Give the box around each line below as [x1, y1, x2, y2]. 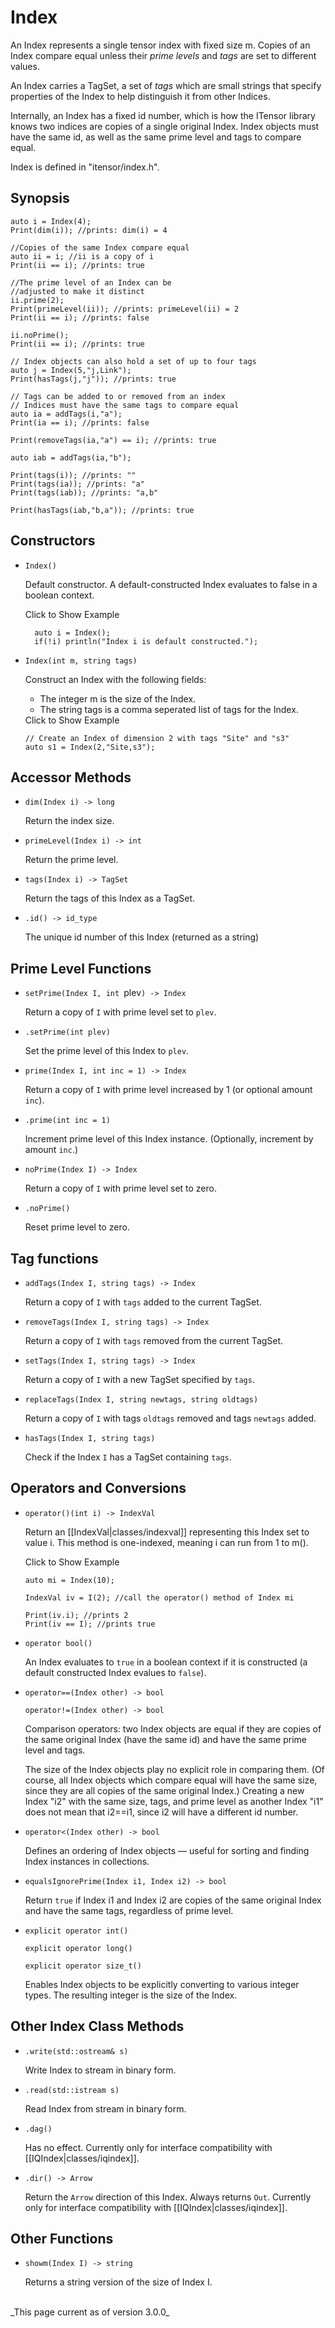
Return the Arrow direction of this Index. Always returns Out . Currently [24, 2191, 312, 2203]
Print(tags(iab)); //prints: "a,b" [10, 487, 159, 498]
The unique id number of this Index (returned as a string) [24, 931, 260, 943]
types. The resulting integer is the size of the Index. [24, 1989, 238, 2001]
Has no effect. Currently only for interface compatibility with [24, 2141, 273, 2153]
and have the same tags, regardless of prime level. [24, 1904, 234, 1916]
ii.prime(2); [10, 295, 65, 305]
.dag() [24, 2124, 53, 2134]
